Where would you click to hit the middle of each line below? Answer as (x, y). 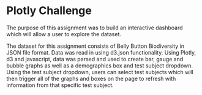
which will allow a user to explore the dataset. (64, 34)
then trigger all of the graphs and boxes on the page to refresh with (91, 78)
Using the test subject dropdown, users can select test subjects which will (100, 72)
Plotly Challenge (49, 11)
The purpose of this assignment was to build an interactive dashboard (95, 28)
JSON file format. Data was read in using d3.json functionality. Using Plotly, (101, 52)
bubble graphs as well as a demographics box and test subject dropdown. (100, 66)
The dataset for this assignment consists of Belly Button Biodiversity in (95, 46)
